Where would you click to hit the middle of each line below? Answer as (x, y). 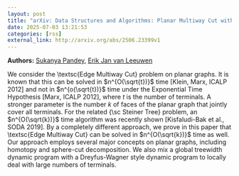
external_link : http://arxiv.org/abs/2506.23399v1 (84, 40)
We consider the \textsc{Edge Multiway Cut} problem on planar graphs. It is (118, 75)
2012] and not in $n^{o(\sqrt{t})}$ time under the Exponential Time (105, 89)
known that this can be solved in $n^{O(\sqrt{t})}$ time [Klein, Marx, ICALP (117, 82)
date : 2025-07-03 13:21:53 (47, 27)
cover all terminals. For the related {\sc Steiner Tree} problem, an (102, 112)
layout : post (27, 14)
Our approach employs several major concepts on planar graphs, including (117, 142)
